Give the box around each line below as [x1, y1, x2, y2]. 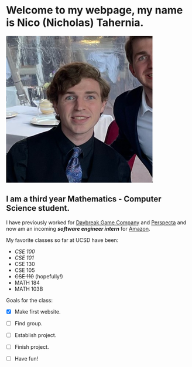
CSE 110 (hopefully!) [14, 272, 63, 280]
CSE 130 [14, 260, 35, 267]
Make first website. [14, 308, 61, 315]
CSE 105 [14, 267, 35, 274]
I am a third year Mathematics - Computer [6, 194, 162, 204]
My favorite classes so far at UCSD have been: [6, 236, 119, 244]
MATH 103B [14, 285, 43, 292]
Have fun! [14, 355, 39, 362]
